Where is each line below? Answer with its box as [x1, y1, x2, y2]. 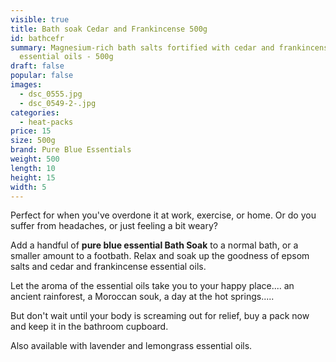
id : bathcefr [10, 33, 65, 43]
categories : [10, 107, 60, 118]
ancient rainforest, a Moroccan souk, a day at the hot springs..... [10, 291, 275, 303]
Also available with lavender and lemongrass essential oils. [10, 340, 253, 352]
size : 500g [10, 136, 56, 146]
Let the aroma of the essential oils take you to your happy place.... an [10, 280, 295, 292]
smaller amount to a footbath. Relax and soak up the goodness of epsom [10, 250, 310, 262]
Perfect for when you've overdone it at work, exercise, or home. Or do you [10, 209, 317, 221]
